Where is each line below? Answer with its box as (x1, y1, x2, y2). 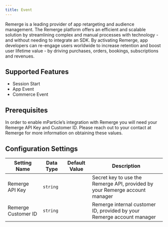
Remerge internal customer (91, 201, 156, 208)
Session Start (12, 81, 40, 87)
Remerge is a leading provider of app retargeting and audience (5, 21, 134, 27)
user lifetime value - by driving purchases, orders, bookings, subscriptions (5, 48, 158, 54)
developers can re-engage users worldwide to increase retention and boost (5, 42, 161, 48)
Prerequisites (5, 106, 48, 114)
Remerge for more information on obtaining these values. (5, 130, 123, 136)
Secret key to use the (91, 174, 142, 181)
